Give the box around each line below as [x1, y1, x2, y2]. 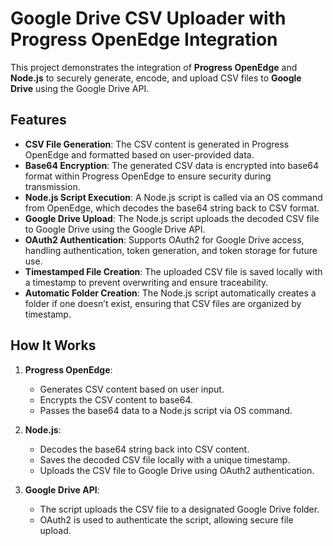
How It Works [10, 337, 97, 354]
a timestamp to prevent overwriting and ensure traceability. [24, 276, 269, 288]
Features [10, 112, 67, 129]
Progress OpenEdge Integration [10, 28, 278, 51]
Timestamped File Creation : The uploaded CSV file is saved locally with [24, 265, 323, 277]
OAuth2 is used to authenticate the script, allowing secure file [39, 513, 294, 526]
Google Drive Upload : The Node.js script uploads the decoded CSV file [24, 212, 320, 224]
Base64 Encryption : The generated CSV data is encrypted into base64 [24, 159, 320, 171]
